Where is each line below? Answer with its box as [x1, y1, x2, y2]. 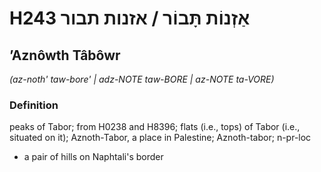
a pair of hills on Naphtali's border [23, 151, 164, 163]
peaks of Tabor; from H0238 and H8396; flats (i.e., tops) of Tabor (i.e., [9, 121, 301, 133]
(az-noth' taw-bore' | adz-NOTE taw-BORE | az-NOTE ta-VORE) [9, 73, 275, 85]
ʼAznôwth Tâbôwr [9, 47, 121, 64]
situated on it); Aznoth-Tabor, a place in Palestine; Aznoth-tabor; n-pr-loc [9, 132, 312, 144]
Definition [9, 98, 59, 112]
